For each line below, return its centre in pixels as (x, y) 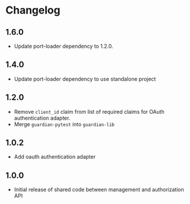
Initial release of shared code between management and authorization (99, 190)
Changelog (33, 10)
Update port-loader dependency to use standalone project (85, 79)
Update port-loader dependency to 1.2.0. (64, 46)
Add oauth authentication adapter (55, 157)
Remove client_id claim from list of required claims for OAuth (89, 111)
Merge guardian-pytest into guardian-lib (64, 124)
